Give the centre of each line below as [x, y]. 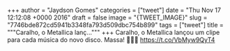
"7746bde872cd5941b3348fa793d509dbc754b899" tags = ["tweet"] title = [116, 25]
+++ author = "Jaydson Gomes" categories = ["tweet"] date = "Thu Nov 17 [114, 10]
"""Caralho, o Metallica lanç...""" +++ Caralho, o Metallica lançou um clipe [114, 32]
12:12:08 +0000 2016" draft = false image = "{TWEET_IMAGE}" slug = [107, 17]
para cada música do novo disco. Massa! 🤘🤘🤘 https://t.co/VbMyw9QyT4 [111, 40]
